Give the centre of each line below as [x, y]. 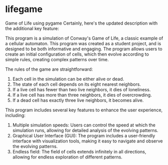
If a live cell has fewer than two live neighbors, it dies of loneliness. [81, 89]
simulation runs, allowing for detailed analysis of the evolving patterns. [85, 130]
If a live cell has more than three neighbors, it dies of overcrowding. [82, 95]
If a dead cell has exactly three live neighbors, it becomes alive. [78, 100]
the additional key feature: [32, 28]
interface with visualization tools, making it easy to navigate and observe [88, 141]
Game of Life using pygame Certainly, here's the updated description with [81, 23]
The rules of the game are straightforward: [49, 69]
